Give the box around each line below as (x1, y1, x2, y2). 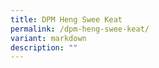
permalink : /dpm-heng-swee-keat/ (10, 24, 150, 34)
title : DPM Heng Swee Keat (10, 14, 123, 25)
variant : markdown (10, 33, 87, 43)
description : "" (10, 42, 78, 53)
